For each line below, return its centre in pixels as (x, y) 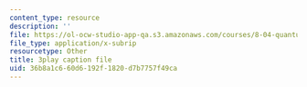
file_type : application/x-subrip (73, 43)
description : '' (40, 26)
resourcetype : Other (49, 52)
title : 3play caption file (61, 60)
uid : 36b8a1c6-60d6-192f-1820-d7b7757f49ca (94, 69)
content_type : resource (55, 18)
